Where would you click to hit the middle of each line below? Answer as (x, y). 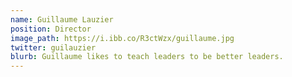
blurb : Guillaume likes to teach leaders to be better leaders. (147, 57)
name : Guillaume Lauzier (62, 19)
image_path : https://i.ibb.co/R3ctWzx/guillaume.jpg (122, 38)
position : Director (51, 29)
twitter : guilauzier (53, 47)
